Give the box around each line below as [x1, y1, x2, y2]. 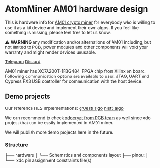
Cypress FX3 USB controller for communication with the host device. [5, 78, 143, 84]
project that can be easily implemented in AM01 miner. [5, 120, 113, 125]
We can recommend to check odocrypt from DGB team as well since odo [5, 115, 151, 121]
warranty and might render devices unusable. [5, 49, 96, 55]
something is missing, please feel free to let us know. [5, 30, 111, 35]
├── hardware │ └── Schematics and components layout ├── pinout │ [5, 153, 149, 158]
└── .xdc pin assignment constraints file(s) [5, 157, 92, 163]
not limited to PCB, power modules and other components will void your [5, 44, 148, 50]
